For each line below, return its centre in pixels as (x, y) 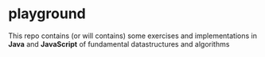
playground (47, 14)
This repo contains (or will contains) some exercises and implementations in (132, 36)
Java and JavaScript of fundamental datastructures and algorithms (119, 44)
